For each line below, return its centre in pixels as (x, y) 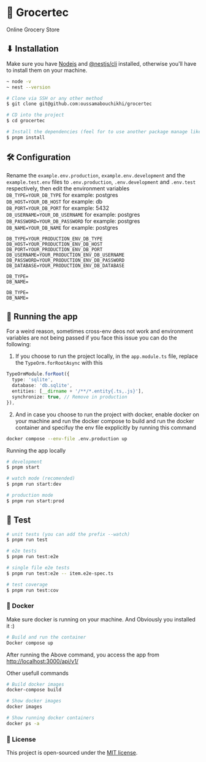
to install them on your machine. (47, 70)
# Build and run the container (46, 637)
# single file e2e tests (38, 568)
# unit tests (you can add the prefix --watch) (68, 534)
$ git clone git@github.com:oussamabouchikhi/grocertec (79, 104)
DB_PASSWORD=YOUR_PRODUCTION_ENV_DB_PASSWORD (65, 260)
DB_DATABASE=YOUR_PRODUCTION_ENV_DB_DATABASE (65, 266)
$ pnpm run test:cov (33, 590)
